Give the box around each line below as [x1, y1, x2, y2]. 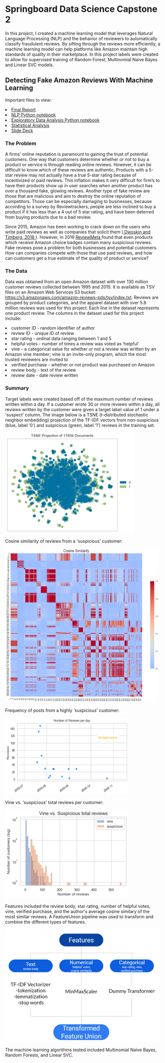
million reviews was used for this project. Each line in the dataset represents [5, 305, 160, 311]
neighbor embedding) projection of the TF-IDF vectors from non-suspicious [5, 417, 159, 423]
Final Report [11, 106, 36, 112]
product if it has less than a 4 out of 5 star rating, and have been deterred [5, 209, 154, 215]
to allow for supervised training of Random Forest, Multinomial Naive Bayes [5, 56, 158, 62]
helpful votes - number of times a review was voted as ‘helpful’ [11, 341, 139, 347]
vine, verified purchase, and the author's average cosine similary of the [5, 908, 150, 915]
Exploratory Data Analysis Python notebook [11, 117, 100, 123]
